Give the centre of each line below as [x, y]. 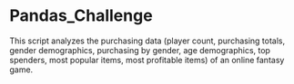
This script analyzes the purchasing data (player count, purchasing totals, [147, 41]
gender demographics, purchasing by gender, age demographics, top [140, 50]
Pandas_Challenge [81, 16]
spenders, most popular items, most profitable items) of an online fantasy [147, 60]
